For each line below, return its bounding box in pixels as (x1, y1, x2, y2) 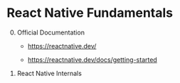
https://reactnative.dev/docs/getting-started (27, 55, 157, 64)
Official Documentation (16, 28, 85, 37)
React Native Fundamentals (6, 5, 174, 21)
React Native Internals (16, 69, 83, 77)
